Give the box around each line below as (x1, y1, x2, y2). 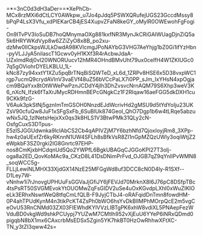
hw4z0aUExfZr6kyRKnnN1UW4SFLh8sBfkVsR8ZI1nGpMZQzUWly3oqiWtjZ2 (6, 133, 196, 141)
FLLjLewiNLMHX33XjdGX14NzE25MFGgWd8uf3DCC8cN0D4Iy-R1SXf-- (6, 165, 185, 173)
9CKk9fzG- (6, 95, 35, 102)
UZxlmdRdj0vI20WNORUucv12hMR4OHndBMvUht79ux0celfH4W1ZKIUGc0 (6, 57, 194, 63)
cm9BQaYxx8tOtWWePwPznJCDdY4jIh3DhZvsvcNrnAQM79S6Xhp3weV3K (6, 82, 195, 89)
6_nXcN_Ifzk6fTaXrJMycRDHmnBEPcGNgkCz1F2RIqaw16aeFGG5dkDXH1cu (6, 89, 195, 95)
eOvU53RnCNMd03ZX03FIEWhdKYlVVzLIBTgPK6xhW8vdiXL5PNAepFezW (6, 204, 194, 211)
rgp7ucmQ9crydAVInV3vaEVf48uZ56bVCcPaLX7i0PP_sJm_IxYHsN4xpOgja (6, 75, 195, 83)
